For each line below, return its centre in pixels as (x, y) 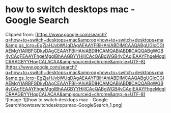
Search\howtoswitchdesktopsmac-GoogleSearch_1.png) (64, 105)
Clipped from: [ (21, 34)
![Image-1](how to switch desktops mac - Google (56, 99)
